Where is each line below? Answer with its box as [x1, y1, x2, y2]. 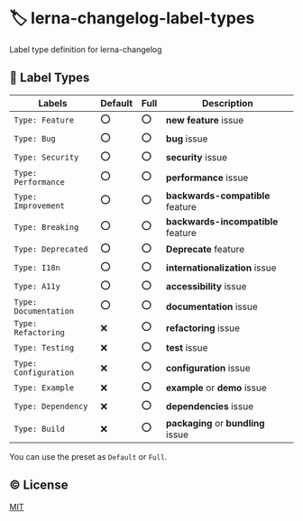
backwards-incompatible [165, 215, 279, 227]
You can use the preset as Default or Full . [9, 451, 168, 462]
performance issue [165, 171, 249, 184]
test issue [165, 342, 208, 354]
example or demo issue [165, 381, 268, 394]
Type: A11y [14, 281, 60, 292]
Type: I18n [14, 263, 60, 273]
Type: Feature [14, 115, 75, 125]
